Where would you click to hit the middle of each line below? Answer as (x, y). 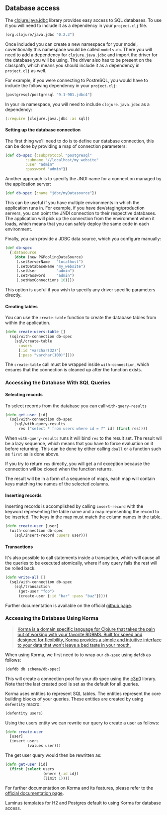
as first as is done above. (32, 454)
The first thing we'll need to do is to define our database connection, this (80, 141)
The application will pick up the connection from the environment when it (80, 219)
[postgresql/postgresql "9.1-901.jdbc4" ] (49, 95)
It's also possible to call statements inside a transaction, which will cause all (83, 558)
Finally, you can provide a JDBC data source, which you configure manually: (83, 239)
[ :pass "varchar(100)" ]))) (46, 355)
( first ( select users (32, 769)
